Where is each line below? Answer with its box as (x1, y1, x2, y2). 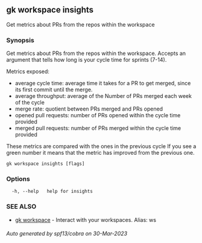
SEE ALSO (6, 202, 37, 211)
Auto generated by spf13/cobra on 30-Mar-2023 (6, 230, 128, 238)
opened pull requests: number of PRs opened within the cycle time (14, 112, 181, 119)
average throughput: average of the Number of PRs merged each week (14, 92, 192, 100)
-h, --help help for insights (11, 189, 93, 195)
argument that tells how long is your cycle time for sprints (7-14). (6, 56, 167, 63)
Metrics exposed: (6, 68, 50, 75)
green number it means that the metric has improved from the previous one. (6, 149, 195, 157)
